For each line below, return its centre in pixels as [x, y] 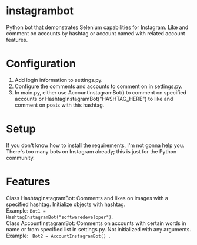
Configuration [41, 64]
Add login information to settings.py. [59, 80]
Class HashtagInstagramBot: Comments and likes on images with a [87, 198]
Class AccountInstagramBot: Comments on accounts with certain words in [96, 223]
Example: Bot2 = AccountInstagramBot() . [58, 236]
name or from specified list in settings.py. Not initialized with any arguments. [98, 229]
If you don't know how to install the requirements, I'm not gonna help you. [95, 145]
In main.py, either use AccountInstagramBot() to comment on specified [101, 92]
